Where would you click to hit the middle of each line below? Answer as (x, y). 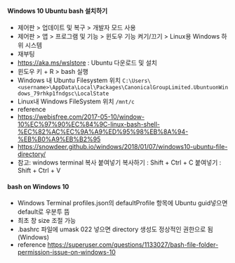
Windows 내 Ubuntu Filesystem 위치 (69, 80)
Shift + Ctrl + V (39, 171)
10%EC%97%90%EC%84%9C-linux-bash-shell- (88, 124)
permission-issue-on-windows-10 (66, 252)
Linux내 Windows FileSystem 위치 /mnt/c (76, 101)
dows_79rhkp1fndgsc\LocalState (63, 94)
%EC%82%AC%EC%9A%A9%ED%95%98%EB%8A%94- (103, 132)
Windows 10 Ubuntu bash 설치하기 (58, 11)
